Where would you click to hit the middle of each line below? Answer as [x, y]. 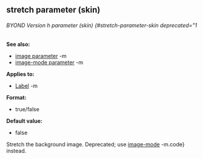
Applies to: [20, 74]
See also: [18, 44]
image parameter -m [41, 56]
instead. [16, 151]
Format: [16, 97]
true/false [27, 109]
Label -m [26, 86]
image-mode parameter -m [49, 62]
